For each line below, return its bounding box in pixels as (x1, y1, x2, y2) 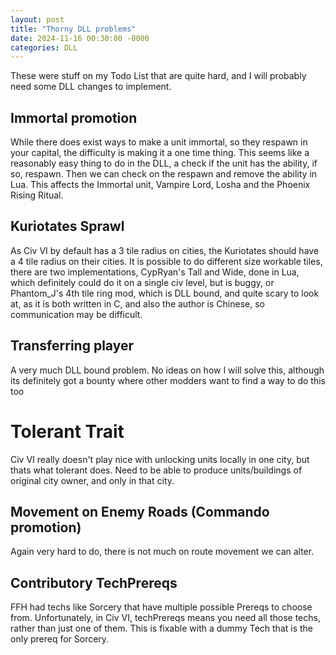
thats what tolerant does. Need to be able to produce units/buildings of (10, 464, 303, 476)
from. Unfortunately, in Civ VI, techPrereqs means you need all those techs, (10, 612, 321, 624)
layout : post (10, 14, 65, 25)
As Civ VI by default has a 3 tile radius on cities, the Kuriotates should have (10, 244, 320, 256)
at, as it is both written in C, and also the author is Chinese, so (10, 297, 265, 310)
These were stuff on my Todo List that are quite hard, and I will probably (10, 70, 307, 82)
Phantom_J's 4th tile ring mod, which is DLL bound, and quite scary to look (10, 287, 320, 299)
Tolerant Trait (10, 420, 125, 443)
